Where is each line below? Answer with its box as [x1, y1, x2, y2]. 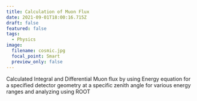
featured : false [6, 25, 47, 32]
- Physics [11, 36, 36, 42]
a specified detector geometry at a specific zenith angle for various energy [6, 81, 191, 88]
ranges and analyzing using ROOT [6, 88, 91, 95]
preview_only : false [11, 59, 63, 65]
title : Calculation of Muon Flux [6, 8, 90, 15]
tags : [6, 31, 20, 37]
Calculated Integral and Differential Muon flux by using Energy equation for [6, 75, 191, 82]
